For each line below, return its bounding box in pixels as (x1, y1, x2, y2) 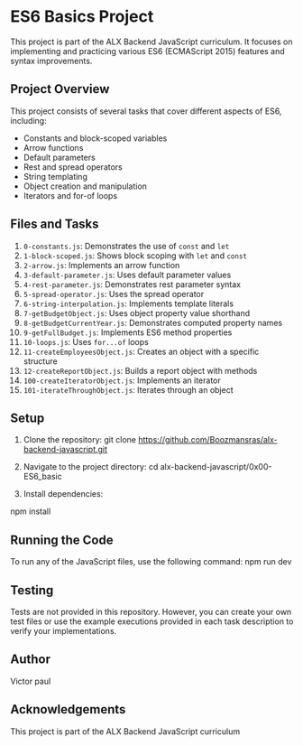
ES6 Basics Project (10, 6, 154, 27)
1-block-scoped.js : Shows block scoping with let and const (23, 250, 247, 261)
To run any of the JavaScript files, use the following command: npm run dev (10, 556, 292, 567)
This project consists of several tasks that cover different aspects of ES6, (10, 106, 282, 117)
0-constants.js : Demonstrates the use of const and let (23, 240, 230, 251)
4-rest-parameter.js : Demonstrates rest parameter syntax (23, 278, 242, 290)
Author (10, 652, 50, 667)
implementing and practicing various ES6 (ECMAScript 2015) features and (10, 45, 285, 56)
